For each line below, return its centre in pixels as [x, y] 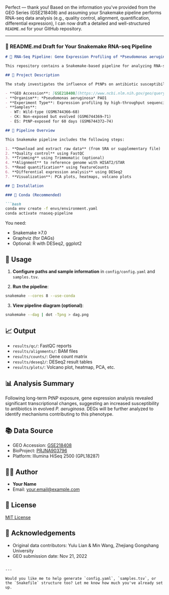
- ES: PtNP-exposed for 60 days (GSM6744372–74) [62, 121]
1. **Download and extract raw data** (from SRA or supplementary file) [83, 149]
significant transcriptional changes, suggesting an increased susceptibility [82, 404]
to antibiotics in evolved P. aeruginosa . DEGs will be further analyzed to [79, 409]
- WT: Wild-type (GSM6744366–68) [45, 112]
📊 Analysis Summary [40, 383]
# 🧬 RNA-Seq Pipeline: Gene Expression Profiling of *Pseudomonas [76, 57]
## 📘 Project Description [32, 75]
